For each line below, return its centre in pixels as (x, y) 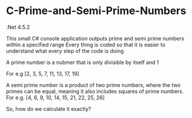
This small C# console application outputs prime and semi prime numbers (95, 38)
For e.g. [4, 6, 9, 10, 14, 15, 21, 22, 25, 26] (55, 97)
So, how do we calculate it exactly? (49, 109)
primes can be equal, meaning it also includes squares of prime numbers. (95, 91)
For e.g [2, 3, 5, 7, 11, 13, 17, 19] (43, 73)
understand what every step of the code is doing (65, 50)
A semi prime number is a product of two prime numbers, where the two (93, 85)
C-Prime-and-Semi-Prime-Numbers (96, 11)
